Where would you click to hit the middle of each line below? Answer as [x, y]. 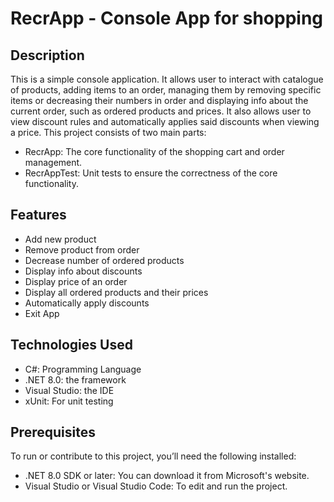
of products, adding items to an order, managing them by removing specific [166, 90]
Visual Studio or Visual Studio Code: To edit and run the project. [156, 486]
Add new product [60, 239]
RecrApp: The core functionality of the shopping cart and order [154, 151]
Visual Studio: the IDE [69, 390]
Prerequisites [53, 432]
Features [38, 215]
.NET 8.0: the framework [75, 379]
